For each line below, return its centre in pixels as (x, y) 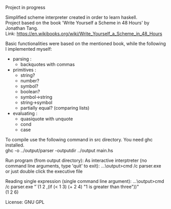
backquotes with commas (48, 64)
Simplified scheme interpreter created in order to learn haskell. (71, 17)
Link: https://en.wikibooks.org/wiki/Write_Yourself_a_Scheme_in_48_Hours (84, 34)
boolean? (30, 91)
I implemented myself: (29, 49)
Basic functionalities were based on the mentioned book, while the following (86, 44)
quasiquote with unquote (47, 119)
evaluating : (25, 113)
